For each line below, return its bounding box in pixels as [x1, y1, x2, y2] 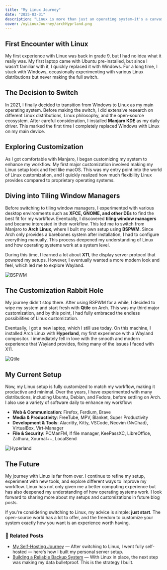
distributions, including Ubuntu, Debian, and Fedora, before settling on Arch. [5, 394, 162, 400]
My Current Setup [5, 370, 62, 379]
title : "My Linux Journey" [5, 7, 61, 12]
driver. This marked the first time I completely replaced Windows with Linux [5, 123, 160, 129]
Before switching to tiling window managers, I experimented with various [5, 205, 154, 211]
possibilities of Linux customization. [5, 315, 79, 322]
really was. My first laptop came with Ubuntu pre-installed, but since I [5, 58, 148, 64]
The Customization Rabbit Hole [5, 286, 104, 295]
